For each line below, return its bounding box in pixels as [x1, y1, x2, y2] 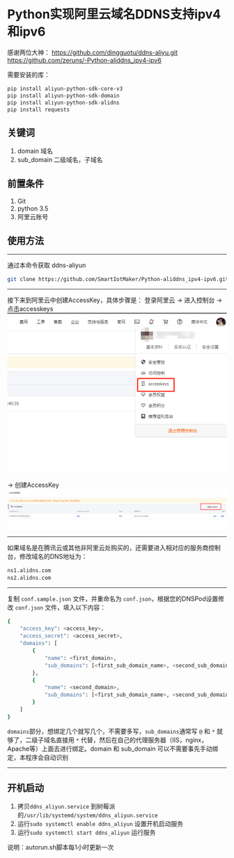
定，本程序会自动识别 [7, 753, 68, 761]
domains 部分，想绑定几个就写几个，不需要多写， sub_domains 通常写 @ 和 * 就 [7, 727, 223, 735]
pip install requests [7, 106, 70, 113]
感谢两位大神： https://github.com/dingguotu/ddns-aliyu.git [7, 48, 178, 57]
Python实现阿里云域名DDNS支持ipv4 [7, 6, 221, 22]
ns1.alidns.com [7, 566, 52, 574]
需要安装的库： [7, 70, 50, 79]
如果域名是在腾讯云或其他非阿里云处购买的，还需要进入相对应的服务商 [7, 543, 209, 552]
